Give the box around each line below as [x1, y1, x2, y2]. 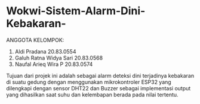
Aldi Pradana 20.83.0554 [14, 48, 76, 55]
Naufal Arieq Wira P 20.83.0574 [14, 61, 93, 68]
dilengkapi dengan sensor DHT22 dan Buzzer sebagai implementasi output [6, 84, 191, 92]
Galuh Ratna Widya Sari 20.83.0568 [14, 54, 103, 61]
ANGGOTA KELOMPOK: [6, 36, 64, 43]
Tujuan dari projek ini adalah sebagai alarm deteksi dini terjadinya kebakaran [6, 72, 195, 79]
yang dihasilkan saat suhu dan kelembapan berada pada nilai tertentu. [6, 91, 179, 98]
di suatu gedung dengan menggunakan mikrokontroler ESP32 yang [6, 78, 171, 86]
